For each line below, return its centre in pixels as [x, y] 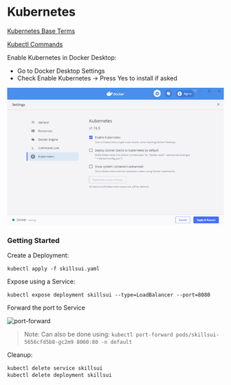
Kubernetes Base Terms [41, 31]
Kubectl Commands [35, 44]
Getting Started [33, 240]
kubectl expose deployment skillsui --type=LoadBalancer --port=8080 [109, 295]
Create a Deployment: [38, 255]
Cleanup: [20, 355]
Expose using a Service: [41, 281]
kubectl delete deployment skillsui [59, 375]
